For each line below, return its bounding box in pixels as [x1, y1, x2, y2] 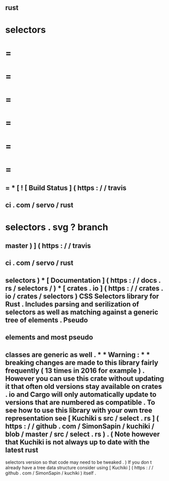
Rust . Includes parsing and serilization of [5, 299, 140, 309]
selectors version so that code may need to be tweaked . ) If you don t [5, 459, 152, 465]
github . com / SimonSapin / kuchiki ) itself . [5, 470, 96, 476]
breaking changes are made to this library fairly [5, 358, 158, 367]
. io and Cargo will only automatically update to [5, 390, 157, 399]
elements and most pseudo [5, 333, 93, 342]
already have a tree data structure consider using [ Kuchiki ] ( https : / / [5, 465, 154, 471]
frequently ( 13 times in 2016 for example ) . [5, 366, 145, 375]
